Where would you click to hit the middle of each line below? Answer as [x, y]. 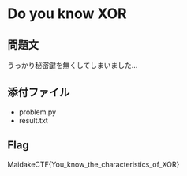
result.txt [33, 120]
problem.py [37, 112]
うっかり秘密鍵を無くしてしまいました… [73, 65]
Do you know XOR [67, 14]
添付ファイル [39, 93]
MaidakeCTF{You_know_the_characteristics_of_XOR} [93, 164]
